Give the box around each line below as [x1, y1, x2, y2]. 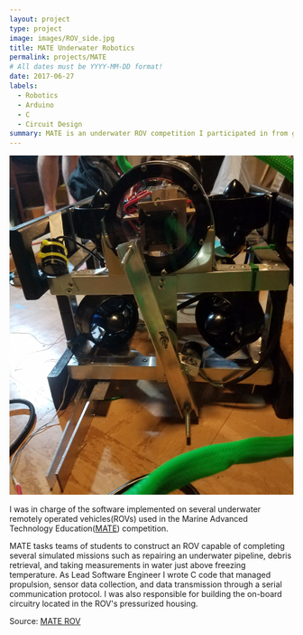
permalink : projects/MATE [9, 52, 106, 62]
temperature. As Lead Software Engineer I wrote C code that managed [9, 569, 271, 580]
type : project [9, 24, 63, 33]
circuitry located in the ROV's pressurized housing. [9, 598, 198, 609]
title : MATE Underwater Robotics [9, 43, 135, 52]
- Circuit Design [17, 119, 83, 128]
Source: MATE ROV [9, 615, 81, 626]
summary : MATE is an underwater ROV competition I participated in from [9, 129, 289, 138]
